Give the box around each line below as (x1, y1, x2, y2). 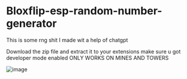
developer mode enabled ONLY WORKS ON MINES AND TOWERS (6, 54, 169, 61)
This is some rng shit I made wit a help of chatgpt (6, 36, 128, 43)
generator (6, 17, 57, 30)
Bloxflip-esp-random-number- (6, 4, 162, 18)
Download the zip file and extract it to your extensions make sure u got (6, 48, 181, 55)
